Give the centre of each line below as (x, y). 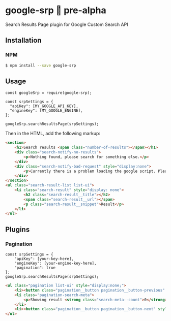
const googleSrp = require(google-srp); (49, 93)
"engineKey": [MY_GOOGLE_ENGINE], (46, 111)
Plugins (18, 229)
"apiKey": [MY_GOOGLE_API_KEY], (44, 106)
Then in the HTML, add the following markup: (53, 134)
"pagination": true (35, 268)
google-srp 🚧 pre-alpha (56, 10)
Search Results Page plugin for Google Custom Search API (67, 24)
